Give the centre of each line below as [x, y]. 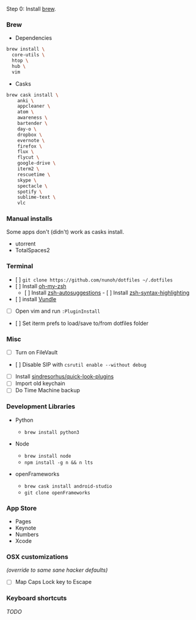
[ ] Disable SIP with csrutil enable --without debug [81, 365]
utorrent [25, 244]
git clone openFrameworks [57, 493]
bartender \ [32, 124]
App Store [22, 508]
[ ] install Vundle [36, 299]
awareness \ [32, 118]
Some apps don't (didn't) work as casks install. [65, 232]
